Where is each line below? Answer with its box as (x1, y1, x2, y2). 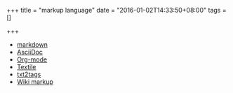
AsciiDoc (16, 48, 44, 56)
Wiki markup (16, 78, 54, 86)
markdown (16, 41, 48, 48)
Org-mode (16, 55, 47, 64)
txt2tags (16, 70, 41, 78)
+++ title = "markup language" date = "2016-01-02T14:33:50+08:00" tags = (6, 6, 227, 14)
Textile (16, 63, 36, 71)
